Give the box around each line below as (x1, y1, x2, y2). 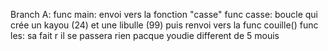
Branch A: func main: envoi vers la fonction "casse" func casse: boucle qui (10, 9, 318, 20)
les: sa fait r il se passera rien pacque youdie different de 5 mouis (10, 30, 280, 41)
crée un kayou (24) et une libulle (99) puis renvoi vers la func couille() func (10, 19, 319, 31)
